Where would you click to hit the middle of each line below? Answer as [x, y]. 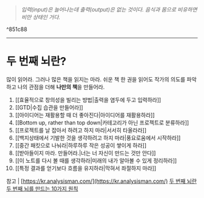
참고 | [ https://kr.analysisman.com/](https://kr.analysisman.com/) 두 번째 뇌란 [102, 181]
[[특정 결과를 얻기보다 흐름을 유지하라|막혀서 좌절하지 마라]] [86, 168]
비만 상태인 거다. [41, 17]
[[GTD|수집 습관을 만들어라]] [49, 107]
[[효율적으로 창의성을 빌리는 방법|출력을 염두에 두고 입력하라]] [88, 100]
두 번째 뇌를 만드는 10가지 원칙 [42, 188]
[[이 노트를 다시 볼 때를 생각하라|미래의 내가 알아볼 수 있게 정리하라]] [96, 160]
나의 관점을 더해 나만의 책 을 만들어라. [61, 87]
